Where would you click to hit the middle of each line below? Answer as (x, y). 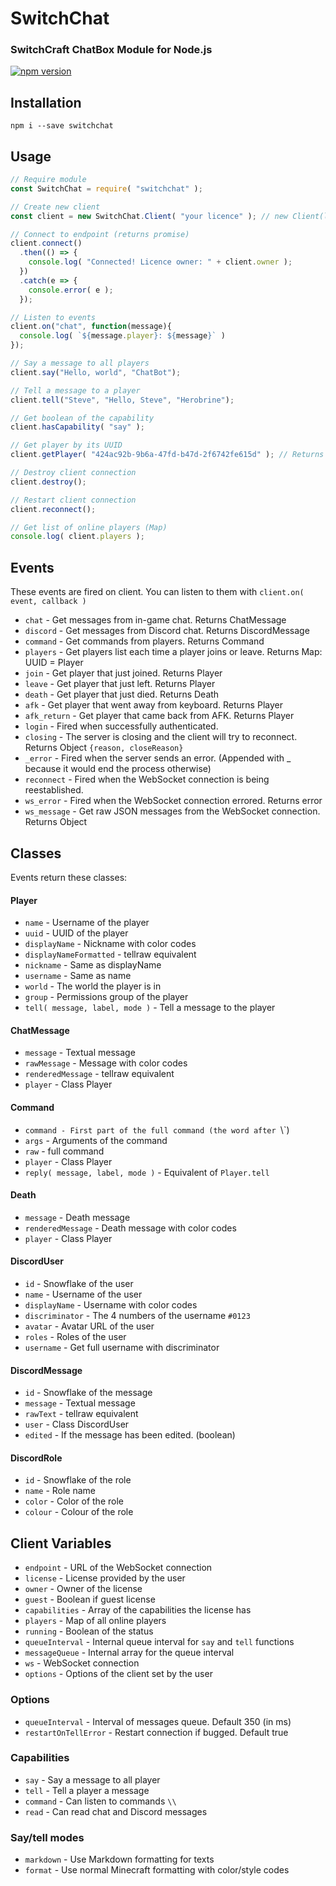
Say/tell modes (47, 1837)
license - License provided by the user (105, 1578)
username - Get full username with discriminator (122, 1347)
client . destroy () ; (48, 482)
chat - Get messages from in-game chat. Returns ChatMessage (155, 620)
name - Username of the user (83, 1294)
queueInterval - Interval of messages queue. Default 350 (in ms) (158, 1721)
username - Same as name (78, 976)
